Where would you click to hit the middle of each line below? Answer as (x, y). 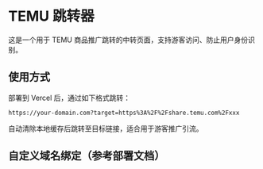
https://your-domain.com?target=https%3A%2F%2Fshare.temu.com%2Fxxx (124, 113)
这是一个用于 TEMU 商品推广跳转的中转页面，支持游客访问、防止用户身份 (128, 40)
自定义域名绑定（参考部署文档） (87, 156)
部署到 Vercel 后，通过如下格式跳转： (70, 98)
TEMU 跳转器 (51, 16)
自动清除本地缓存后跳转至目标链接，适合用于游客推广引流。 (106, 129)
